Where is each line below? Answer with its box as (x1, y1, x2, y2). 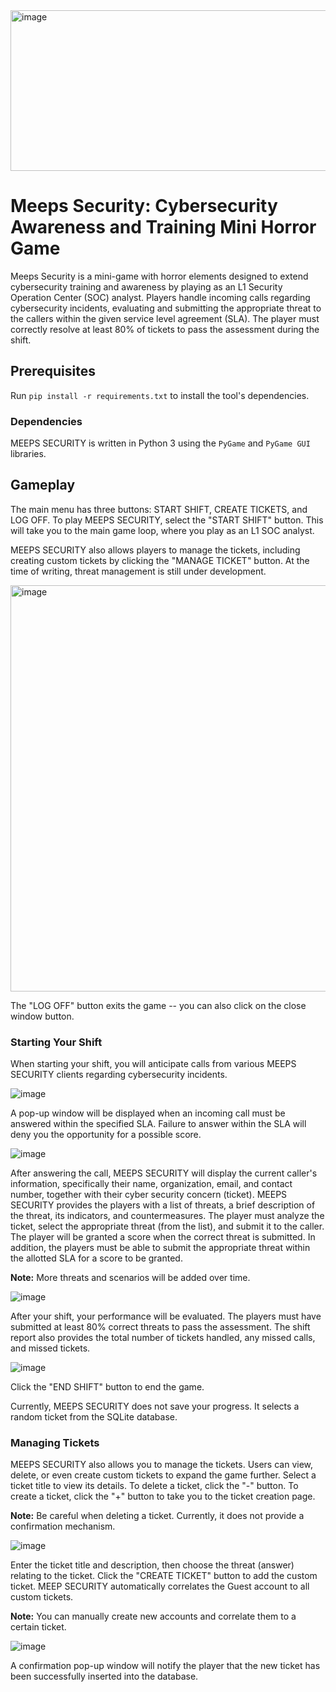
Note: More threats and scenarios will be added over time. (10, 1272, 251, 1284)
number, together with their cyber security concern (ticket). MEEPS (10, 1189, 288, 1201)
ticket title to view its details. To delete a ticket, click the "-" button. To (10, 1480, 299, 1492)
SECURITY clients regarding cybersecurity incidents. (10, 1069, 228, 1081)
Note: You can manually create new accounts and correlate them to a (10, 1610, 297, 1623)
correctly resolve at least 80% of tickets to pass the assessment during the (10, 323, 320, 335)
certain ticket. (10, 1621, 67, 1633)
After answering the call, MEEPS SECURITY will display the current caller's (10, 1167, 318, 1179)
